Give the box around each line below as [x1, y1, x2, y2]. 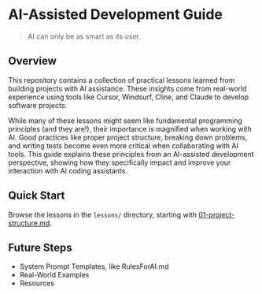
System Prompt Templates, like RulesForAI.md [19, 262, 169, 271]
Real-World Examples [19, 270, 90, 280]
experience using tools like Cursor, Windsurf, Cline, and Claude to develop [8, 92, 249, 102]
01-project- [197, 210, 235, 219]
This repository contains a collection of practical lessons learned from [8, 75, 235, 84]
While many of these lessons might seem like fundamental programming [8, 116, 242, 125]
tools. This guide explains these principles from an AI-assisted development [8, 149, 254, 158]
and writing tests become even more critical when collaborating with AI [8, 140, 238, 151]
